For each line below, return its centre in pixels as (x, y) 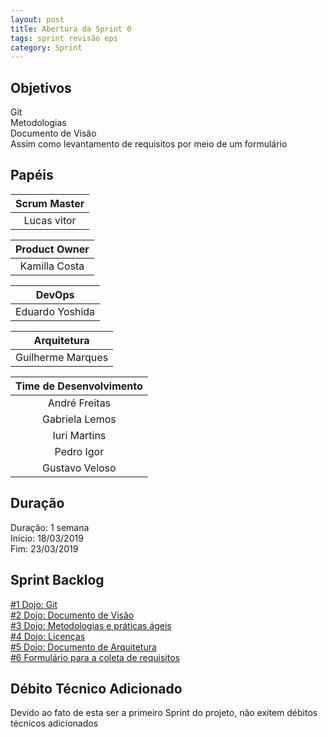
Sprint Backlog (57, 580)
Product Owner (52, 249)
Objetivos (41, 87)
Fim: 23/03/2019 (44, 548)
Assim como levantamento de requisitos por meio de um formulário (149, 144)
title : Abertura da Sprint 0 (71, 29)
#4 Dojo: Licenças (48, 636)
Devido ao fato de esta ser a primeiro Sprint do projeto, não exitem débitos (164, 713)
